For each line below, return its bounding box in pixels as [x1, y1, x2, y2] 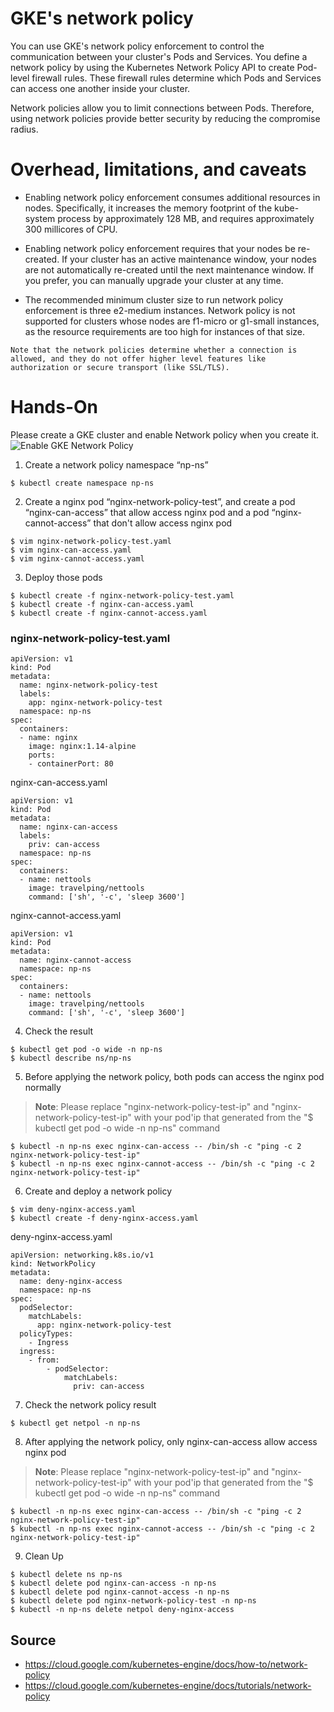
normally [24, 1082, 62, 1094]
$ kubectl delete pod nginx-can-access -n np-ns [10, 1578, 217, 1589]
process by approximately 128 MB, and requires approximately [57, 212, 315, 224]
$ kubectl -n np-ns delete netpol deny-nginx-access [10, 1605, 235, 1615]
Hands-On [10, 396, 99, 419]
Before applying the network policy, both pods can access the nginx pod [24, 1071, 325, 1083]
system [24, 212, 56, 224]
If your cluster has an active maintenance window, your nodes [61, 253, 317, 265]
